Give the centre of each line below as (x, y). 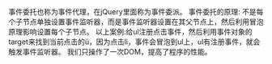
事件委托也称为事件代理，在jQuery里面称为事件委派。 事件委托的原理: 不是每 (136, 12)
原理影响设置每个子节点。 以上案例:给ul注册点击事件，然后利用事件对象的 (130, 32)
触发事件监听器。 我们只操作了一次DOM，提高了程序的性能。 (110, 52)
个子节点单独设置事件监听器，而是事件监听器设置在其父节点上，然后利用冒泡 (136, 22)
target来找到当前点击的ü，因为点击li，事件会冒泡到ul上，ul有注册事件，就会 (134, 42)
